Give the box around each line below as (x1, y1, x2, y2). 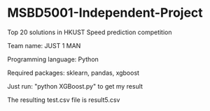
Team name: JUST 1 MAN (7, 41, 81, 50)
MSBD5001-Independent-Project (7, 5, 203, 21)
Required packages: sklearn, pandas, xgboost (7, 68, 140, 77)
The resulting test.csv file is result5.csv (7, 96, 120, 104)
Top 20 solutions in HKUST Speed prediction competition (7, 28, 172, 36)
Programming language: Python (7, 54, 99, 64)
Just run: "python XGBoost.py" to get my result (7, 82, 143, 90)
